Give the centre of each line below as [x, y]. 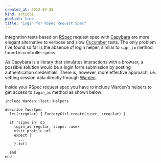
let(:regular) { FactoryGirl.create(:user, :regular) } [68, 114]
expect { [23, 135]
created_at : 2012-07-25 [29, 10]
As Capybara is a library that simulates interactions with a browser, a [74, 62]
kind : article [20, 14]
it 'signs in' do [27, 122]
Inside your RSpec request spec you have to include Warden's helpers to [78, 87]
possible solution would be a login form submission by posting [68, 67]
